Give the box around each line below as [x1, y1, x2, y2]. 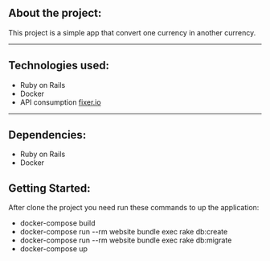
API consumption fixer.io [19, 97, 102, 107]
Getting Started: [8, 181, 91, 195]
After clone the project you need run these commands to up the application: [8, 203, 260, 213]
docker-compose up [19, 244, 88, 254]
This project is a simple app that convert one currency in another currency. [8, 27, 256, 37]
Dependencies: [8, 128, 87, 142]
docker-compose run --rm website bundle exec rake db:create [19, 227, 228, 237]
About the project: [8, 6, 102, 20]
